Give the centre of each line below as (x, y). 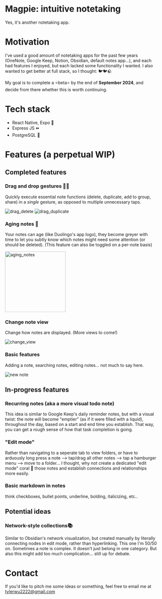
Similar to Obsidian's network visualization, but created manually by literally (80, 538)
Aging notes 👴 (22, 224)
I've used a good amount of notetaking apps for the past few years (72, 55)
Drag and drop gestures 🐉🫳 (37, 186)
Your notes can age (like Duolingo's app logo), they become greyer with (77, 234)
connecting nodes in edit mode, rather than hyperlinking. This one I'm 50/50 (81, 543)
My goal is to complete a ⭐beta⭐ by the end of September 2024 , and (74, 82)
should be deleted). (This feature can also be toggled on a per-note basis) (79, 244)
